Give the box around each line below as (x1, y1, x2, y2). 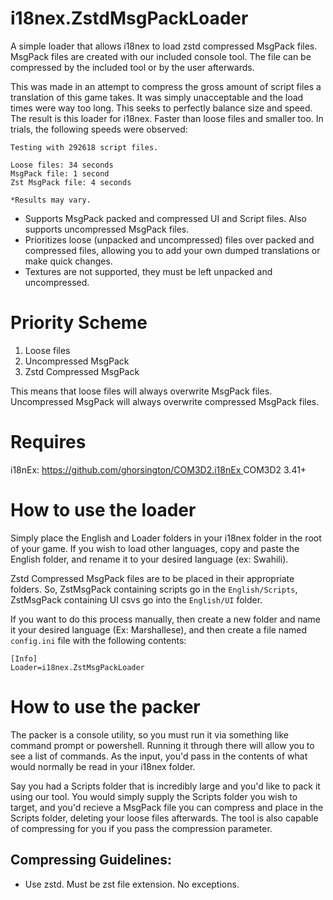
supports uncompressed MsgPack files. (24, 223, 190, 235)
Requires (10, 431, 87, 454)
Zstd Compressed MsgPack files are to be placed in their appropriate (10, 572, 295, 584)
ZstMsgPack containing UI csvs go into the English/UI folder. (10, 593, 263, 606)
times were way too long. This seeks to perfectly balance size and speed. (10, 102, 313, 114)
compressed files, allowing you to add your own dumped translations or (24, 244, 321, 256)
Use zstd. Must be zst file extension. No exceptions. (24, 878, 240, 890)
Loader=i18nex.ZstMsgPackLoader (10, 662, 145, 672)
